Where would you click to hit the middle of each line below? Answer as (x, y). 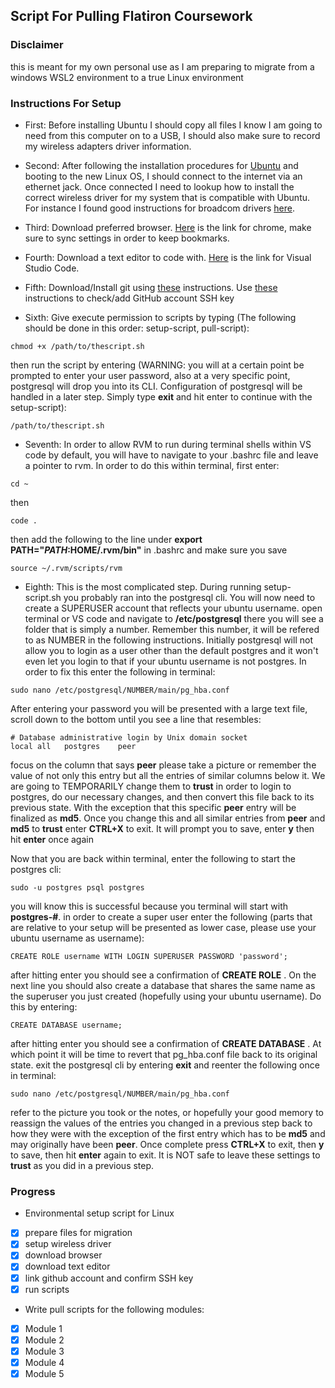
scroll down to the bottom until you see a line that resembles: (136, 719)
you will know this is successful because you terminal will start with (149, 906)
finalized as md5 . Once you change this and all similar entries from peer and (168, 818)
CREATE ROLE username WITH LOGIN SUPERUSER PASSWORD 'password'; (149, 956)
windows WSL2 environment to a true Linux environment (127, 77)
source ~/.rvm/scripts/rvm (66, 568)
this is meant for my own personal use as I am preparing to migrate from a (162, 66)
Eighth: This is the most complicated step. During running (143, 586)
